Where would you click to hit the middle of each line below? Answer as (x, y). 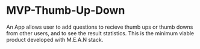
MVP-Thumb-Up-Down (66, 10)
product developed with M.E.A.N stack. (55, 39)
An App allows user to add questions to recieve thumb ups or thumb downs (100, 27)
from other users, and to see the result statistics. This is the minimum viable (100, 33)
